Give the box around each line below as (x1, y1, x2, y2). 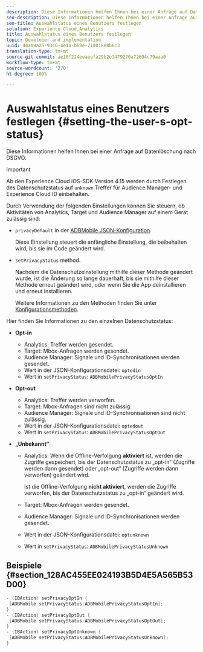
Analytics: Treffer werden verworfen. (24, 397, 116, 404)
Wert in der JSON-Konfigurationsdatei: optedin (24, 367, 141, 374)
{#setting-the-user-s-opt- (57, 115, 193, 129)
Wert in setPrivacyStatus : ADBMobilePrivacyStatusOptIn (24, 373, 163, 380)
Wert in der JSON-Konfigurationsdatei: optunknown (24, 531, 149, 538)
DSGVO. (6, 154, 27, 161)
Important (6, 166, 31, 173)
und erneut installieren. (14, 288, 73, 295)
